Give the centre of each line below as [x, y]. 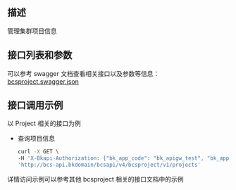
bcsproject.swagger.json [43, 81]
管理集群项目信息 [32, 31]
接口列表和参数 [40, 55]
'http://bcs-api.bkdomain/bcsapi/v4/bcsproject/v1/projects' [109, 165]
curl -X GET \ [38, 152]
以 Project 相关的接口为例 [44, 123]
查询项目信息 [36, 139]
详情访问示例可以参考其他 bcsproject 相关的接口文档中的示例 [95, 179]
